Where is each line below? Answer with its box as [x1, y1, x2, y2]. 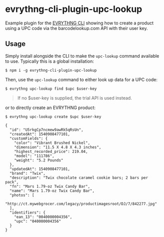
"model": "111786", [14, 153, 55, 158]
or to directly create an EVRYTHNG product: [5, 105, 96, 111]
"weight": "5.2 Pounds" [14, 158, 64, 163]
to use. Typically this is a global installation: [5, 58, 94, 64]
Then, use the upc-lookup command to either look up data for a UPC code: [5, 76, 158, 83]
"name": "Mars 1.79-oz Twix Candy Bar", [9, 188, 95, 193]
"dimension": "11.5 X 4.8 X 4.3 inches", [14, 144, 101, 150]
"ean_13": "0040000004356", [14, 214, 72, 220]
